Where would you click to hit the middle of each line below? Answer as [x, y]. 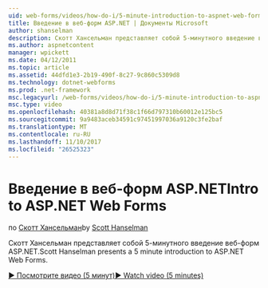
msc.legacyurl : [33, 97]
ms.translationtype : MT [48, 127]
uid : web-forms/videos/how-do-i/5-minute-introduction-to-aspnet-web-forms [137, 16]
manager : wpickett [39, 53]
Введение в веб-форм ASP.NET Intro [134, 189]
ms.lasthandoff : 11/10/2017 [55, 142]
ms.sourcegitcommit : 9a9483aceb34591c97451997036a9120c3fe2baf [116, 120]
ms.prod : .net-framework [49, 90]
